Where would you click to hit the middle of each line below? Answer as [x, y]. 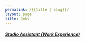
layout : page [18, 14]
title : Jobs [17, 19]
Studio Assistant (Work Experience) [42, 34]
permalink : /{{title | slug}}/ [37, 10]
